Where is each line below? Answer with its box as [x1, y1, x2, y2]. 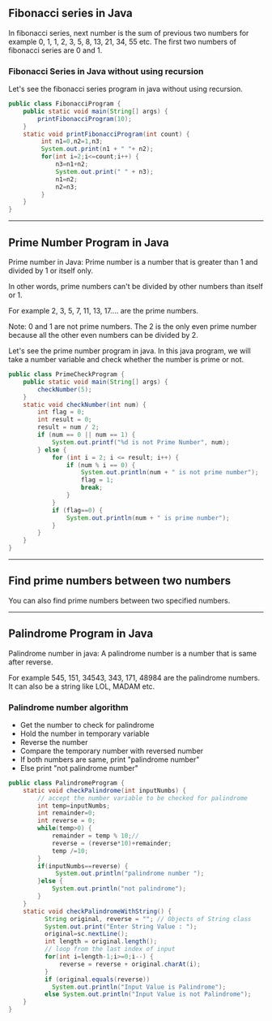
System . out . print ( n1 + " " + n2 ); [40, 145, 154, 154]
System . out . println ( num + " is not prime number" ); [80, 469, 259, 477]
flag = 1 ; [80, 476, 114, 484]
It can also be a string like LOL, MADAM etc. [8, 681, 155, 691]
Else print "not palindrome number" [19, 763, 139, 772]
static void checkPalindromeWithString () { [23, 907, 172, 915]
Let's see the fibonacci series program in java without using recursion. [8, 84, 243, 94]
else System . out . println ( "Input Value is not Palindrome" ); [44, 990, 252, 998]
